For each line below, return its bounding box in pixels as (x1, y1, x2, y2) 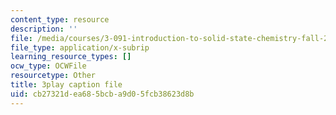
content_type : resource (10, 14, 110, 25)
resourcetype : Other (10, 71, 97, 81)
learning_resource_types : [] (10, 52, 132, 62)
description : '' (10, 24, 78, 34)
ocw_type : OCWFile (10, 61, 87, 71)
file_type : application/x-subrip (10, 42, 150, 53)
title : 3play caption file (10, 80, 123, 90)
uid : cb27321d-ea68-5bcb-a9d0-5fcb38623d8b (10, 89, 195, 99)
